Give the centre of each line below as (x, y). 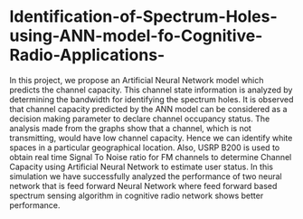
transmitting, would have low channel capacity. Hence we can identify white (151, 138)
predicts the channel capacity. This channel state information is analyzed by (151, 90)
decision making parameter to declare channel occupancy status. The (140, 119)
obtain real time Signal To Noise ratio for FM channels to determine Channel (151, 157)
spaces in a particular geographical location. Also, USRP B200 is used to (145, 148)
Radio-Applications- (87, 55)
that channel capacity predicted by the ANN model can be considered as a (148, 109)
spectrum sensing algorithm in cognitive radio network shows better (137, 195)
